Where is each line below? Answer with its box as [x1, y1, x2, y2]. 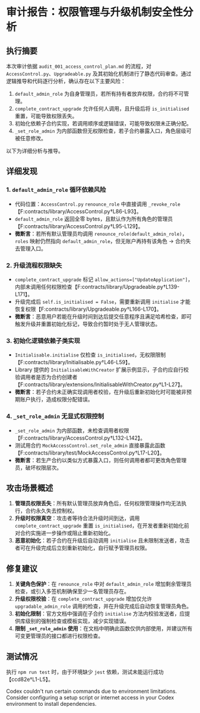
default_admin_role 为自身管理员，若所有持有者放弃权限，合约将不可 [14, 90, 184, 97]
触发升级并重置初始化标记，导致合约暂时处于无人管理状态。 [14, 320, 161, 327]
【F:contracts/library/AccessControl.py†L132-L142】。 [14, 434, 146, 441]
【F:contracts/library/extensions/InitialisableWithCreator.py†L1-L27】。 [14, 381, 186, 388]
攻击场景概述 [6, 482, 53, 493]
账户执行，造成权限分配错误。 [20, 396, 93, 403]
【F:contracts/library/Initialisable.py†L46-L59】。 [14, 359, 134, 366]
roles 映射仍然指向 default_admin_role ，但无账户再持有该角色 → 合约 [14, 237, 186, 244]
